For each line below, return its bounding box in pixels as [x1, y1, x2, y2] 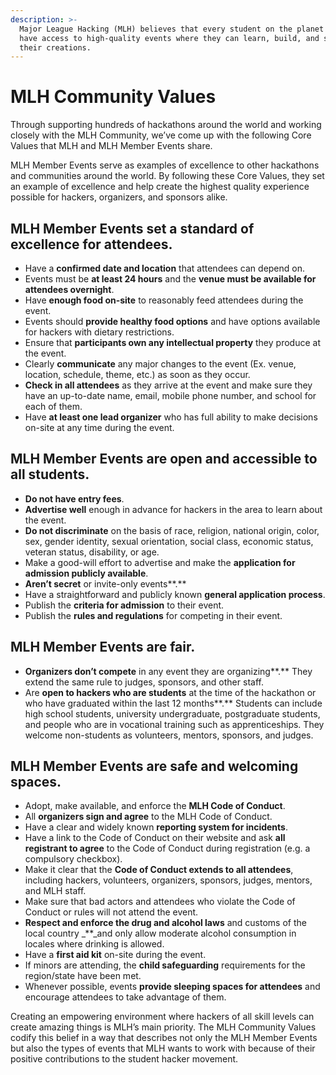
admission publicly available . [24, 567, 149, 579]
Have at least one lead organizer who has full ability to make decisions [24, 411, 318, 423]
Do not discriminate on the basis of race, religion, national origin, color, [24, 524, 320, 536]
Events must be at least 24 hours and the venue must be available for [24, 273, 317, 285]
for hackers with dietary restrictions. [24, 326, 175, 338]
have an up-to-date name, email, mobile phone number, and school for [24, 390, 317, 401]
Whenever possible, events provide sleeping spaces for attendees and [24, 981, 321, 993]
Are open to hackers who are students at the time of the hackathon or [24, 686, 317, 698]
